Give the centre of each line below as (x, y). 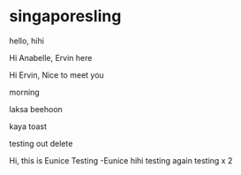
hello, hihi (26, 41)
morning (24, 92)
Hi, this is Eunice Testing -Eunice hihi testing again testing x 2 (121, 160)
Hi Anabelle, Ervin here (51, 57)
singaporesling (65, 16)
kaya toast (28, 126)
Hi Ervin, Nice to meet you (56, 75)
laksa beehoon (36, 109)
